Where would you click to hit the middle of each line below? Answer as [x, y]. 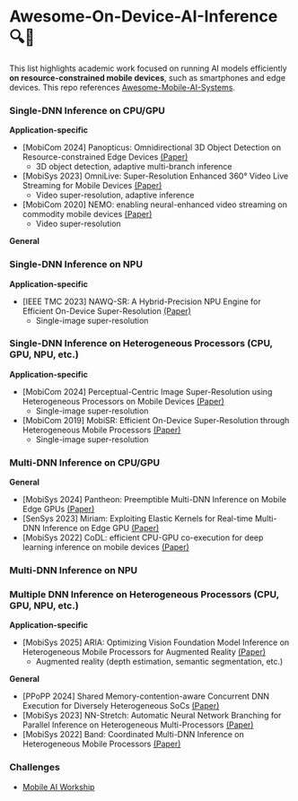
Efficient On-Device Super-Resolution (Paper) [106, 310]
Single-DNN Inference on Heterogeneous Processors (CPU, [141, 344]
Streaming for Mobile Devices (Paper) [92, 186]
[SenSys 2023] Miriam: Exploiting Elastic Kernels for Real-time [137, 518]
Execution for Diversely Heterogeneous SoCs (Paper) [121, 706]
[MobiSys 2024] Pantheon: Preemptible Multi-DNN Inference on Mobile [154, 500]
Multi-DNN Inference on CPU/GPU [84, 462]
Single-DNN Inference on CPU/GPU [88, 110]
